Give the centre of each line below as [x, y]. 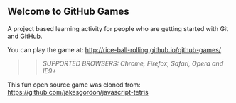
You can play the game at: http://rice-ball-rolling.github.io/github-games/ [114, 49]
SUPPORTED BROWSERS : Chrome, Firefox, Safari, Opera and [133, 63]
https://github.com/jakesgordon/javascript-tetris [78, 92]
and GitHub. [25, 36]
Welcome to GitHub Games [68, 12]
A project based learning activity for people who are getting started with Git [118, 28]
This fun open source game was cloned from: [74, 85]
